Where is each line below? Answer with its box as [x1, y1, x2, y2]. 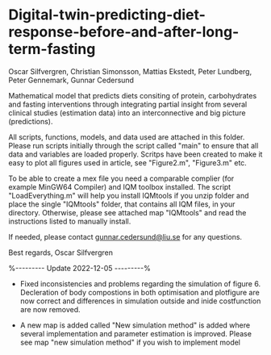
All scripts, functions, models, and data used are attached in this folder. [8, 132, 245, 142]
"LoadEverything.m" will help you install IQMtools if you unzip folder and [8, 190, 249, 200]
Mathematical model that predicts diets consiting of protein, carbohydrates [8, 90, 257, 100]
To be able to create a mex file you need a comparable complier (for [8, 173, 235, 183]
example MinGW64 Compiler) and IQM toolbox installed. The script [8, 182, 231, 191]
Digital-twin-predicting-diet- [8, 6, 206, 24]
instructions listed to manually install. [8, 216, 131, 226]
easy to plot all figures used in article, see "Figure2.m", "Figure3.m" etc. [8, 157, 248, 167]
